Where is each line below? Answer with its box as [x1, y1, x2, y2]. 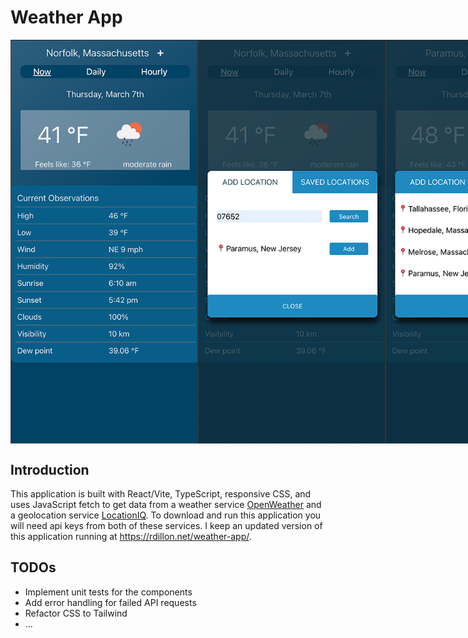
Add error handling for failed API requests [24, 596, 197, 608]
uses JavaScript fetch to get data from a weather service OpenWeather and [10, 499, 322, 511]
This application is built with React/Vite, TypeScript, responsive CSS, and [10, 488, 312, 500]
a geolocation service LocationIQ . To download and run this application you [10, 509, 322, 521]
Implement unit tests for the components [24, 586, 193, 598]
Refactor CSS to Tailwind [24, 607, 128, 619]
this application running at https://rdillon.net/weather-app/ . [10, 531, 252, 543]
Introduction [10, 461, 90, 478]
